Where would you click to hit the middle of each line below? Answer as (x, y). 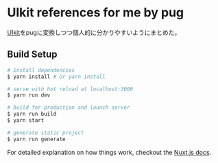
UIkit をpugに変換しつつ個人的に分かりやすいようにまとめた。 (94, 32)
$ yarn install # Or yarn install (57, 77)
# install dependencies (41, 70)
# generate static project (46, 133)
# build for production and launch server (69, 108)
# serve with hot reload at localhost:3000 (70, 89)
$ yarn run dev (29, 95)
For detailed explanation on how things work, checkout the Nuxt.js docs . (109, 152)
